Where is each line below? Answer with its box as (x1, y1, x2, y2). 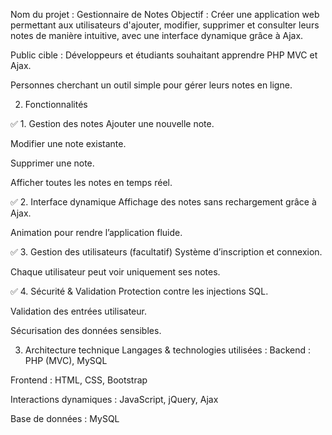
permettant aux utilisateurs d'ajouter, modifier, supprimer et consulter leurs (10, 19, 320, 31)
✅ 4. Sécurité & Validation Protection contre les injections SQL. (10, 285, 269, 297)
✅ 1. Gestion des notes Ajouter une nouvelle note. (10, 118, 215, 129)
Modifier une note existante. (10, 138, 127, 149)
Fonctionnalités (24, 99, 88, 110)
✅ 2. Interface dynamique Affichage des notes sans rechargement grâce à (10, 196, 317, 208)
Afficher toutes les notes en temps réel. (10, 177, 173, 188)
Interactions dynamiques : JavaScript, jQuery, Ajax (10, 394, 219, 405)
